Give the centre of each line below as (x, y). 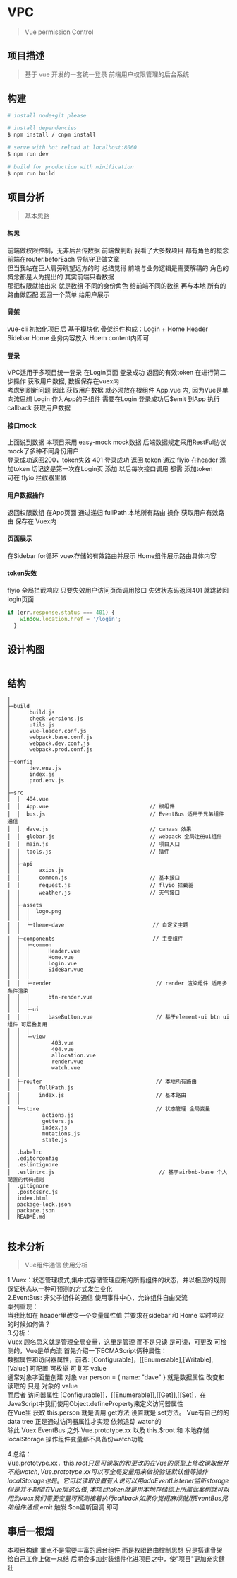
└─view (36, 1037)
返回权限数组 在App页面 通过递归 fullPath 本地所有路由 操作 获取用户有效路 (116, 512)
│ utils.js (31, 725)
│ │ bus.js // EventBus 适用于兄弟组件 (116, 814)
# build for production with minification (71, 167)
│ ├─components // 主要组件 (95, 939)
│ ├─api (20, 864)
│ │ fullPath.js (41, 1088)
